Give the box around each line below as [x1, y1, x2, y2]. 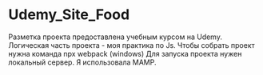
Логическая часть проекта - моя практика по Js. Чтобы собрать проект [8, 40, 256, 49]
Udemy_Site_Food [8, 6, 130, 24]
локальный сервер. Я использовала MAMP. [8, 57, 157, 67]
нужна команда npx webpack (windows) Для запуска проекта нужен [8, 49, 242, 58]
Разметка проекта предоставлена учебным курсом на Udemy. [8, 32, 222, 41]
